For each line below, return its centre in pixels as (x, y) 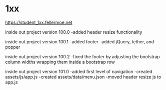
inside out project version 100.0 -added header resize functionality (74, 32)
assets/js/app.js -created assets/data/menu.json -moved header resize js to (83, 77)
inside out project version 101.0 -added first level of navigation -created (79, 71)
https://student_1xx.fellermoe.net (39, 22)
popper (13, 47)
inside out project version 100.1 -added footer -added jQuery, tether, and (79, 42)
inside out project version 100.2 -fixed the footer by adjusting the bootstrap (82, 56)
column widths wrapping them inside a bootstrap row (60, 62)
